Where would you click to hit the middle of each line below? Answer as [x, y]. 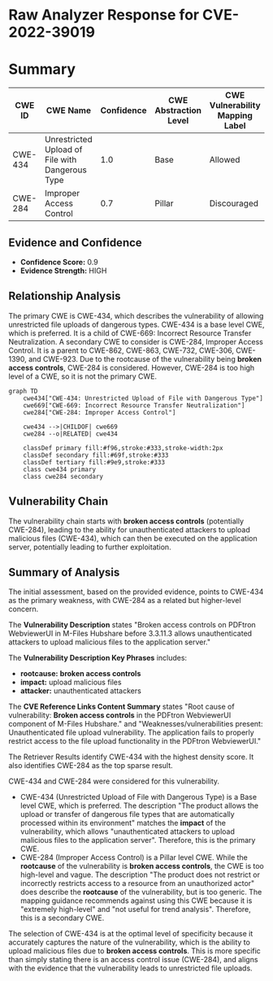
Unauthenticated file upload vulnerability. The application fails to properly [131, 732]
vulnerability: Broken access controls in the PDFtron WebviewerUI [120, 715]
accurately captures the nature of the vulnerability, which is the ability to [129, 942]
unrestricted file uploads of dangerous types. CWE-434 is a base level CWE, [137, 324]
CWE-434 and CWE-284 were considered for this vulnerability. [114, 781]
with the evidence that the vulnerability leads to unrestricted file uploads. [131, 968]
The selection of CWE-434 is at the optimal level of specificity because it [131, 934]
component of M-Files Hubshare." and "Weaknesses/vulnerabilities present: [136, 724]
